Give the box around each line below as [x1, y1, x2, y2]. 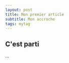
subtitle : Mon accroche [5, 16, 55, 21]
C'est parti [5, 39, 39, 48]
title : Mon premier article [5, 12, 64, 17]
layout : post [5, 7, 33, 12]
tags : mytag [5, 21, 30, 26]
